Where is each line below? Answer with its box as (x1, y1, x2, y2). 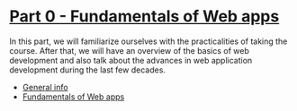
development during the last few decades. (9, 64, 166, 75)
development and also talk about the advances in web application (9, 55, 253, 65)
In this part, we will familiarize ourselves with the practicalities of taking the (9, 36, 288, 47)
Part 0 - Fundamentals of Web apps (9, 6, 280, 27)
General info (22, 81, 69, 92)
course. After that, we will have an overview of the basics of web (9, 45, 250, 55)
